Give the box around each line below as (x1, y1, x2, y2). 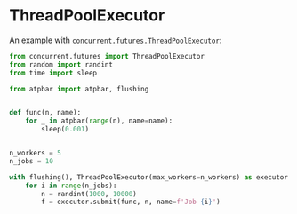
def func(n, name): (9, 108, 82, 117)
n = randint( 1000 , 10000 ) (41, 189, 138, 198)
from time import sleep (9, 68, 98, 77)
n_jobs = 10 (9, 156, 53, 165)
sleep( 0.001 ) (41, 125, 90, 134)
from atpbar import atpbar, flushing (9, 84, 149, 93)
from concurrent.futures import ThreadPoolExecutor (9, 52, 205, 60)
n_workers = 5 (9, 148, 62, 158)
